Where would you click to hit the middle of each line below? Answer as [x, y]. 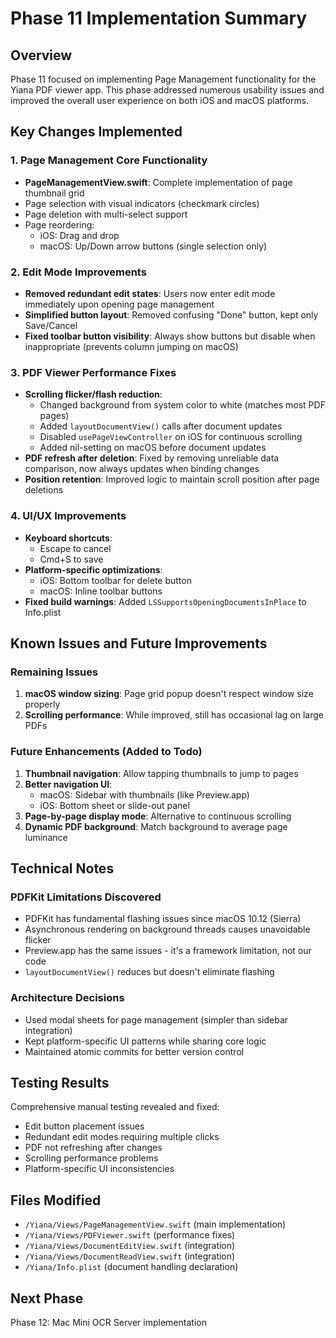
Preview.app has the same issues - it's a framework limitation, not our [168, 951]
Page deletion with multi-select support [106, 214]
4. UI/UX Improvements [68, 516]
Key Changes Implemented [96, 132]
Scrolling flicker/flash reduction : [93, 394]
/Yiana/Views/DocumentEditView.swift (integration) [130, 1246]
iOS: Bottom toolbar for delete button [115, 580]
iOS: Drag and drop [79, 235]
